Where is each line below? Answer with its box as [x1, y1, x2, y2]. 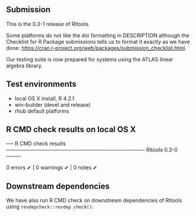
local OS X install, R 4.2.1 [14, 94, 75, 102]
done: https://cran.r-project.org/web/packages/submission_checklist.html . [6, 44, 187, 51]
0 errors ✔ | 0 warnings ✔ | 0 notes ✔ [6, 164, 98, 171]
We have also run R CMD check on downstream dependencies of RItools [6, 197, 182, 204]
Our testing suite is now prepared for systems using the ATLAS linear [6, 55, 174, 63]
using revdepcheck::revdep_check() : [6, 203, 94, 210]
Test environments [6, 79, 77, 89]
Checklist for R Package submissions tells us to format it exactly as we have [6, 38, 190, 45]
